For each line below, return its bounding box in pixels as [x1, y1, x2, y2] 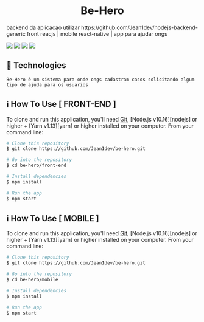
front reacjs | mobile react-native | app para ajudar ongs [26, 30, 167, 37]
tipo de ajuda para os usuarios [6, 81, 88, 88]
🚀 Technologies [6, 60, 66, 70]
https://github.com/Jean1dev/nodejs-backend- [81, 24, 198, 31]
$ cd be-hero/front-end [6, 162, 67, 169]
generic [6, 30, 26, 37]
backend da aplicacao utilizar [6, 24, 80, 31]
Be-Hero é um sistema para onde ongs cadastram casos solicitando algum [6, 77, 195, 83]
